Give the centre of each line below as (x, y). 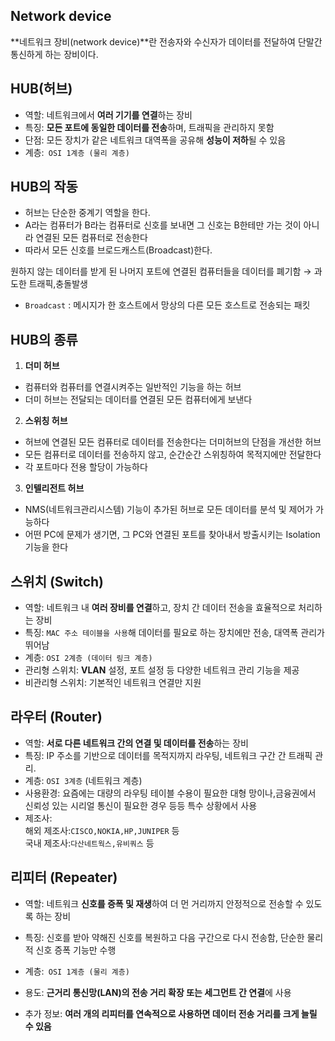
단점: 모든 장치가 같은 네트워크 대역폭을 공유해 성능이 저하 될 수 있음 (155, 140)
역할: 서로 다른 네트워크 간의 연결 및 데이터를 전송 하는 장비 (136, 743)
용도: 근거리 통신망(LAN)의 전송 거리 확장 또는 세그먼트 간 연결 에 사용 (158, 992)
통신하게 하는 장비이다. (54, 54)
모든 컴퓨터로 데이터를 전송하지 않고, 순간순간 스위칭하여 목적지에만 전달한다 (173, 455)
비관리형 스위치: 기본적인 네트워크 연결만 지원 (113, 683)
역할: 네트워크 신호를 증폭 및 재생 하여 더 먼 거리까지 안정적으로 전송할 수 (164, 903)
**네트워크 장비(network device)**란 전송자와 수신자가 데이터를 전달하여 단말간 (166, 41)
